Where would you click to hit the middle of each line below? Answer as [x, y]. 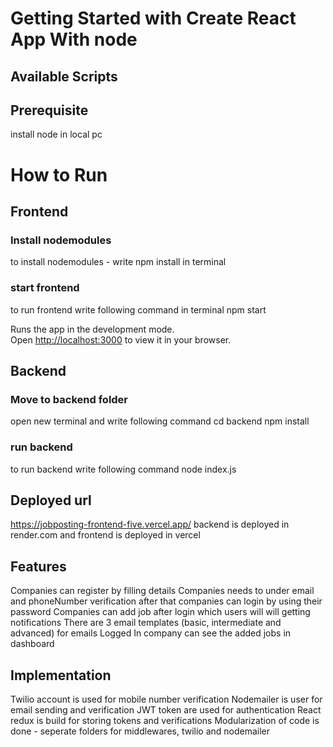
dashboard [32, 644]
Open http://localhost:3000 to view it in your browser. [121, 339]
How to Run [59, 174]
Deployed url [51, 500]
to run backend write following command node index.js [123, 469]
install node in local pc [56, 134]
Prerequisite [49, 110]
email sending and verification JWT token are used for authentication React [166, 709]
